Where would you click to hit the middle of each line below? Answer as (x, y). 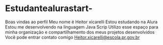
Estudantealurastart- (49, 8)
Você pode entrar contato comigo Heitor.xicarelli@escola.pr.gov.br (72, 37)
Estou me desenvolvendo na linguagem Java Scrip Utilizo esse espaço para (82, 27)
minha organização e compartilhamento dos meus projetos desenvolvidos (80, 32)
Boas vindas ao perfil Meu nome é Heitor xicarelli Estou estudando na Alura (81, 22)
